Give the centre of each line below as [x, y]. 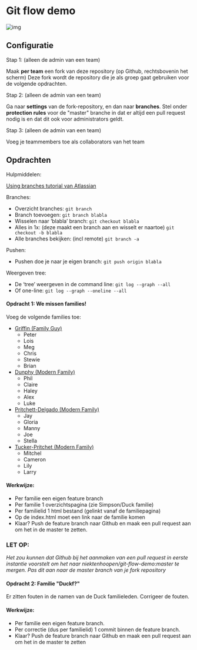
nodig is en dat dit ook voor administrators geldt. [65, 119]
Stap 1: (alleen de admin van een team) [53, 59]
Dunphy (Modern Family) [45, 372]
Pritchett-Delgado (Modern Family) [57, 409]
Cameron [34, 459]
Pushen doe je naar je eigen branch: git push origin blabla [88, 261]
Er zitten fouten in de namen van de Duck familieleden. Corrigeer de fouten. [98, 597]
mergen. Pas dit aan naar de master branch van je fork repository [86, 570]
